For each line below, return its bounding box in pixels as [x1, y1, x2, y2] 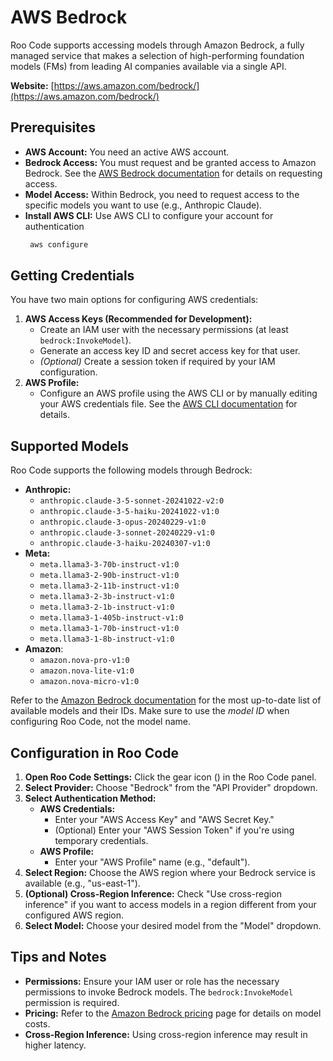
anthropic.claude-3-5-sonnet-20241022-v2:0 [39, 496, 225, 506]
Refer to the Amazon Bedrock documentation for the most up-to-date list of [10, 694, 322, 706]
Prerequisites [10, 119, 96, 136]
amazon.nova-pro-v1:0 [39, 656, 130, 666]
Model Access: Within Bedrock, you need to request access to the [24, 188, 300, 200]
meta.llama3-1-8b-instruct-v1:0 [39, 634, 175, 645]
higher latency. [24, 1039, 87, 1051]
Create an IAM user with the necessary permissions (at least [39, 324, 289, 336]
